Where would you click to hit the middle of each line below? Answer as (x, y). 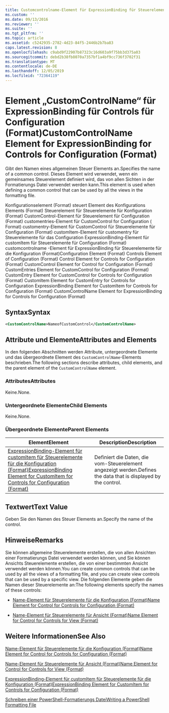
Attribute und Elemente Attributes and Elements (81, 340)
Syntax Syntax (28, 312)
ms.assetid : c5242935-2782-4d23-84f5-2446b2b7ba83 (59, 43)
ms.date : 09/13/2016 (27, 19)
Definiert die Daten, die (121, 457)
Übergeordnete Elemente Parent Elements (57, 429)
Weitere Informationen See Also (55, 636)
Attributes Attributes (30, 381)
